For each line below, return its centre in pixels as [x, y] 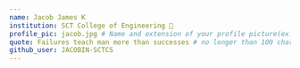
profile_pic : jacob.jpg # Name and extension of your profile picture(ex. [151, 34]
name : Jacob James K [48, 17]
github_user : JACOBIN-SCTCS [62, 50]
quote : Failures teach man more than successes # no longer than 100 [142, 42]
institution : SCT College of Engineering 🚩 [92, 26]
